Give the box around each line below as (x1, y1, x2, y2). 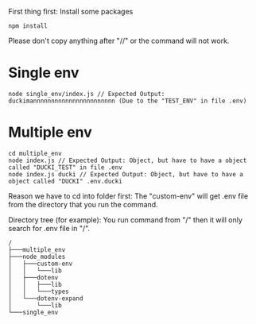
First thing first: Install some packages (8, 7, 134, 16)
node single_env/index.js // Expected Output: (8, 90, 165, 98)
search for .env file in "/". (8, 223, 90, 233)
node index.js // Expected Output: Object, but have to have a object (8, 156, 247, 164)
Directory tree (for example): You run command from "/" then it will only (8, 214, 242, 225)
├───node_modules (8, 253, 66, 260)
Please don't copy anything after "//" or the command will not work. (8, 36, 230, 45)
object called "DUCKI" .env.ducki (8, 177, 123, 185)
